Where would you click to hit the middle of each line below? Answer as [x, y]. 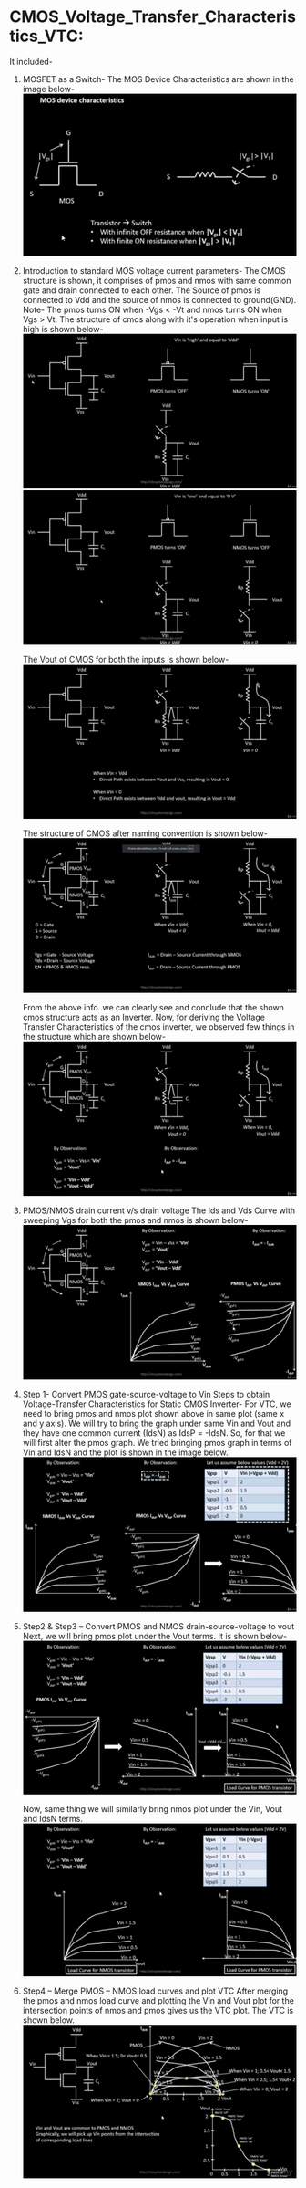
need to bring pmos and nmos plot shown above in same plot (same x [153, 1414]
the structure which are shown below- [94, 1037]
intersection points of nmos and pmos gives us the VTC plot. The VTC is [158, 2011]
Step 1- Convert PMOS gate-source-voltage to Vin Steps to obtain [146, 1395]
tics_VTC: [46, 36]
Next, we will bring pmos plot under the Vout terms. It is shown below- [155, 1637]
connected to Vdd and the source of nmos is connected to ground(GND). [159, 299]
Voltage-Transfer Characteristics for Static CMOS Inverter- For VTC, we [157, 1404]
